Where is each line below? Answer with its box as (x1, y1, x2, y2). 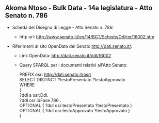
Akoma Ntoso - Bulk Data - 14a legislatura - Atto (5, 4, 153, 12)
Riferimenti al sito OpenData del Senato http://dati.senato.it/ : (12, 43, 132, 49)
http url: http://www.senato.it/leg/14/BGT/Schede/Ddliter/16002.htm (19, 34, 155, 39)
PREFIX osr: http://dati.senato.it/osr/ (19, 71, 92, 77)
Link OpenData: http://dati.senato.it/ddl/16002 (19, 53, 111, 58)
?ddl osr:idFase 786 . (19, 97, 62, 103)
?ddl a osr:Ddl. (19, 92, 48, 98)
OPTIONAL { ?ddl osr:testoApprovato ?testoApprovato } (19, 107, 130, 113)
